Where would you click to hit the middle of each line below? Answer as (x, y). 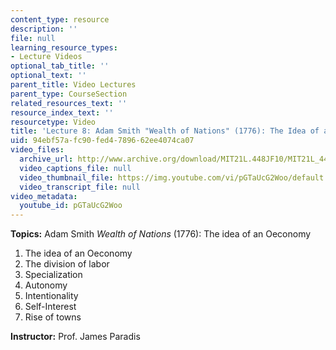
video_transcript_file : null (80, 187)
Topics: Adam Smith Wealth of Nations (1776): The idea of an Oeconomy (161, 234)
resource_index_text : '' (62, 112)
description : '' (44, 29)
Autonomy (46, 285)
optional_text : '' (48, 76)
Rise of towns (53, 317)
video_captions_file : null (75, 168)
